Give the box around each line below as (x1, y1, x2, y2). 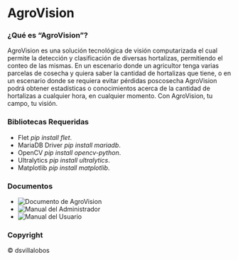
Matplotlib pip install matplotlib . (17, 163, 110, 172)
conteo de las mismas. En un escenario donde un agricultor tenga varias (7, 62, 219, 70)
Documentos (7, 181, 53, 191)
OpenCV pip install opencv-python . (17, 148, 121, 157)
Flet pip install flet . (17, 133, 72, 141)
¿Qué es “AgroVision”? (7, 31, 89, 40)
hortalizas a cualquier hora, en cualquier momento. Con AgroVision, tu (7, 92, 213, 100)
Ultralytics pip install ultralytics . (17, 156, 110, 164)
